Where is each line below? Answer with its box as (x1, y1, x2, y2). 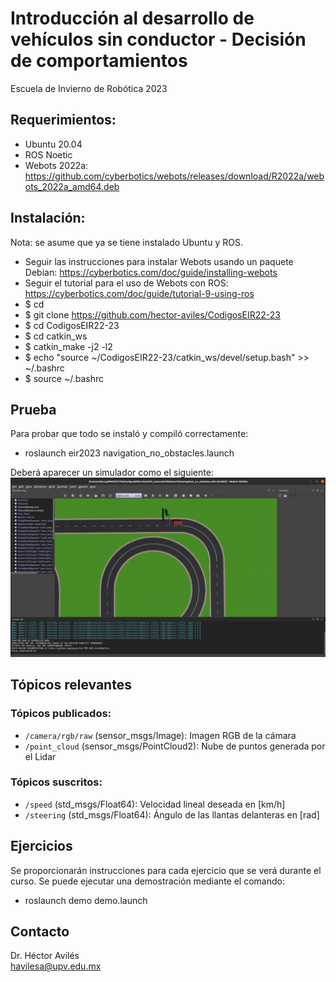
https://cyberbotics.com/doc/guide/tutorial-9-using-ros (24, 287, 255, 299)
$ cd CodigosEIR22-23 (24, 319, 120, 331)
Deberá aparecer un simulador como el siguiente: (10, 467, 214, 479)
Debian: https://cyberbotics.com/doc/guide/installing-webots (24, 266, 278, 278)
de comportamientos (10, 50, 188, 72)
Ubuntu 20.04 (24, 138, 83, 150)
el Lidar (24, 750, 57, 762)
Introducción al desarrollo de (10, 7, 255, 30)
